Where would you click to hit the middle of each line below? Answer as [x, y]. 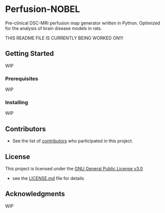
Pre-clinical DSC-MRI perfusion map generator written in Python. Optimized [83, 23]
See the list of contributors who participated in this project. [73, 141]
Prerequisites [22, 78]
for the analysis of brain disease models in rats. [54, 28]
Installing [17, 102]
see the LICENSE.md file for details [48, 178]
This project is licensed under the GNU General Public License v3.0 [74, 169]
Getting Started [30, 54]
